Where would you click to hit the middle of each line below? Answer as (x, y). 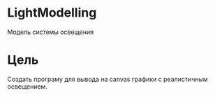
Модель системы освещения (51, 32)
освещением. (27, 86)
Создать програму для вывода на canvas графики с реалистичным (107, 79)
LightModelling (52, 13)
